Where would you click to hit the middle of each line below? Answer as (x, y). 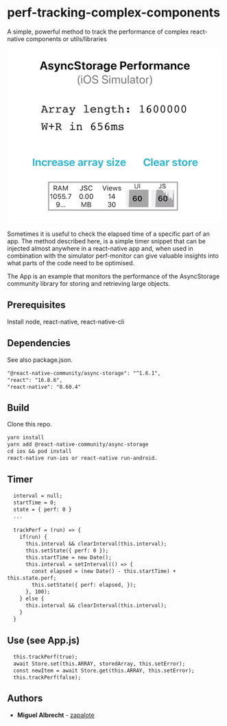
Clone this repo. (30, 424)
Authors (25, 698)
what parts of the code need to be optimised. (71, 263)
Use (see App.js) (44, 640)
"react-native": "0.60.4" (44, 387)
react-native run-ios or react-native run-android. (82, 458)
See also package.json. (40, 360)
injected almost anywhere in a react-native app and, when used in (100, 248)
